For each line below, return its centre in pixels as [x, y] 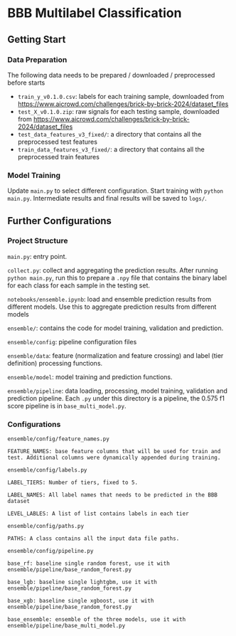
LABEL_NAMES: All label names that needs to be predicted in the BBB [113, 495]
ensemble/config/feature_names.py [59, 439]
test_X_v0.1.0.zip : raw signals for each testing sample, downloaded [118, 111]
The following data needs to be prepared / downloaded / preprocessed [111, 75]
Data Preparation [37, 60]
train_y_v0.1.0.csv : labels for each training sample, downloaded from [121, 96]
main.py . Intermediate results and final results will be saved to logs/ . [107, 198]
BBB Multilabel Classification [95, 13]
